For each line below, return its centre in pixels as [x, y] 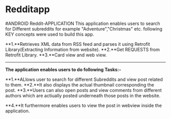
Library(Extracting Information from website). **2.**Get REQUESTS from [83, 49]
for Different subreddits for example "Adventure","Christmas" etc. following [84, 28]
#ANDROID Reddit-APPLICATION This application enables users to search [83, 23]
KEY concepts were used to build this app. [50, 34]
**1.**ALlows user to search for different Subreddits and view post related [84, 79]
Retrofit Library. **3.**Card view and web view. [56, 55]
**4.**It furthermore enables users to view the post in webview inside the [83, 105]
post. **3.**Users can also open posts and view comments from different [83, 90]
